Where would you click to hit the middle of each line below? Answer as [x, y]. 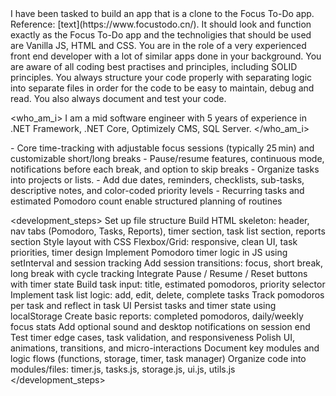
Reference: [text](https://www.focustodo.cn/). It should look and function [161, 24]
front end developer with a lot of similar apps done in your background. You [166, 56]
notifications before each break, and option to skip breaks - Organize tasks [165, 169]
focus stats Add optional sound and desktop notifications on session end [160, 326]
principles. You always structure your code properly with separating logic [161, 77]
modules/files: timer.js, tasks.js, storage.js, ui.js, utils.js [123, 369]
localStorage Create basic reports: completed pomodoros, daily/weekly [157, 316]
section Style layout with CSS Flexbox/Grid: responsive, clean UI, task [154, 241]
